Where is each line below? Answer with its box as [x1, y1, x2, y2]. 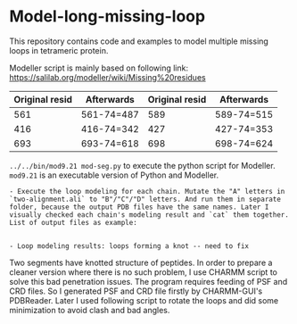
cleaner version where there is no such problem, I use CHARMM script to [9, 266, 278, 278]
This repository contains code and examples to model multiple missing [9, 36, 269, 46]
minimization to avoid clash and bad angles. [9, 304, 170, 315]
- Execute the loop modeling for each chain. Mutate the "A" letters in [9, 187, 285, 195]
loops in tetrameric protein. [9, 45, 109, 55]
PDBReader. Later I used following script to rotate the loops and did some [9, 295, 279, 305]
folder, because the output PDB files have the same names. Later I [9, 203, 269, 212]
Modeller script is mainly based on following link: [9, 62, 189, 73]
